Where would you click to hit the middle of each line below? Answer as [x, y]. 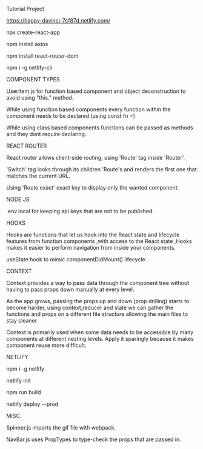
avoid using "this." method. [40, 98]
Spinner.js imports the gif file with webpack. [61, 427]
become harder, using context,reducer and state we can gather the [90, 307]
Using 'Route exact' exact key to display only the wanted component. [93, 187]
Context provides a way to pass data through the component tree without [98, 283]
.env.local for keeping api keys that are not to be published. [80, 211]
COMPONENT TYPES [33, 79]
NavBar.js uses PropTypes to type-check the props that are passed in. [94, 439]
